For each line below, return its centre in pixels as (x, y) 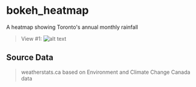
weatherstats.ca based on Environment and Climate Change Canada (106, 72)
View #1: (31, 38)
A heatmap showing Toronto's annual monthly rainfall (72, 27)
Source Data (30, 58)
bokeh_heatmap (47, 10)
